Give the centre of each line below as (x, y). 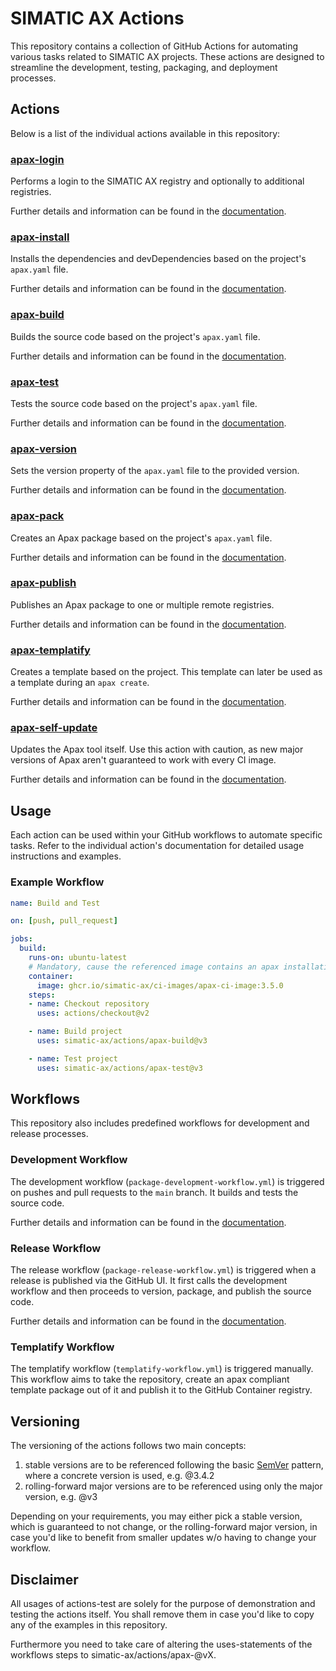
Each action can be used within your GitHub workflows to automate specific (166, 835)
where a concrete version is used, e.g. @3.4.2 (119, 1476)
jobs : (21, 939)
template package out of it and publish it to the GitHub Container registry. (161, 1390)
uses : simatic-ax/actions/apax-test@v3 (119, 1068)
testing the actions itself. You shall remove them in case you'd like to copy (162, 1614)
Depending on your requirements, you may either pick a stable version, (156, 1516)
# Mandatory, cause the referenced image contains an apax (154, 967)
